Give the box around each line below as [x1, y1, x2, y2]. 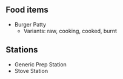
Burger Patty [14, 21, 47, 28]
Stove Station [14, 67, 48, 74]
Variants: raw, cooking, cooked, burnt [23, 27, 118, 34]
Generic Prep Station [14, 60, 67, 68]
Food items [5, 5, 49, 15]
